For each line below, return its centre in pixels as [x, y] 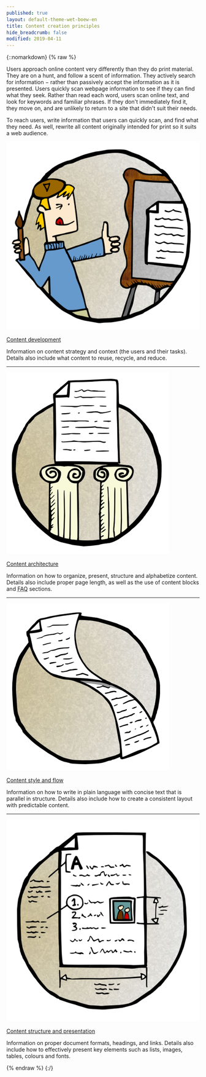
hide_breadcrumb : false [37, 33]
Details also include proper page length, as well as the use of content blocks [103, 582]
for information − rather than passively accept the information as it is [93, 82]
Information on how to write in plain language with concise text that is [94, 792]
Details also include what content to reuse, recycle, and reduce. [87, 358]
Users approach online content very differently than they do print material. [100, 69]
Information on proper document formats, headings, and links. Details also [100, 1043]
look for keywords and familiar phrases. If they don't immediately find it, [97, 102]
